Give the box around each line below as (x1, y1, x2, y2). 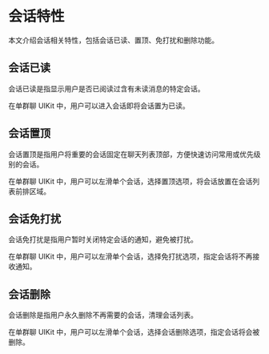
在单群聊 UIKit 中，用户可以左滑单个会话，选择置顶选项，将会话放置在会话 (8, 176, 253, 186)
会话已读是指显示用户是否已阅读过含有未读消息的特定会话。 (8, 83, 205, 93)
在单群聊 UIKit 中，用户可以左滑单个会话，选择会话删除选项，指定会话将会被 (8, 328, 260, 337)
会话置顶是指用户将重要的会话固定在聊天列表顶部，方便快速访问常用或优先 (8, 149, 254, 159)
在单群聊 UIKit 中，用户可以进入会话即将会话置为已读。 (8, 101, 190, 111)
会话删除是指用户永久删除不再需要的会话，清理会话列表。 (8, 310, 198, 320)
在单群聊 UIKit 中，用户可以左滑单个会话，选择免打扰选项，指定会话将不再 (8, 251, 253, 261)
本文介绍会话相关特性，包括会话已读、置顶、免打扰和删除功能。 (8, 35, 219, 45)
